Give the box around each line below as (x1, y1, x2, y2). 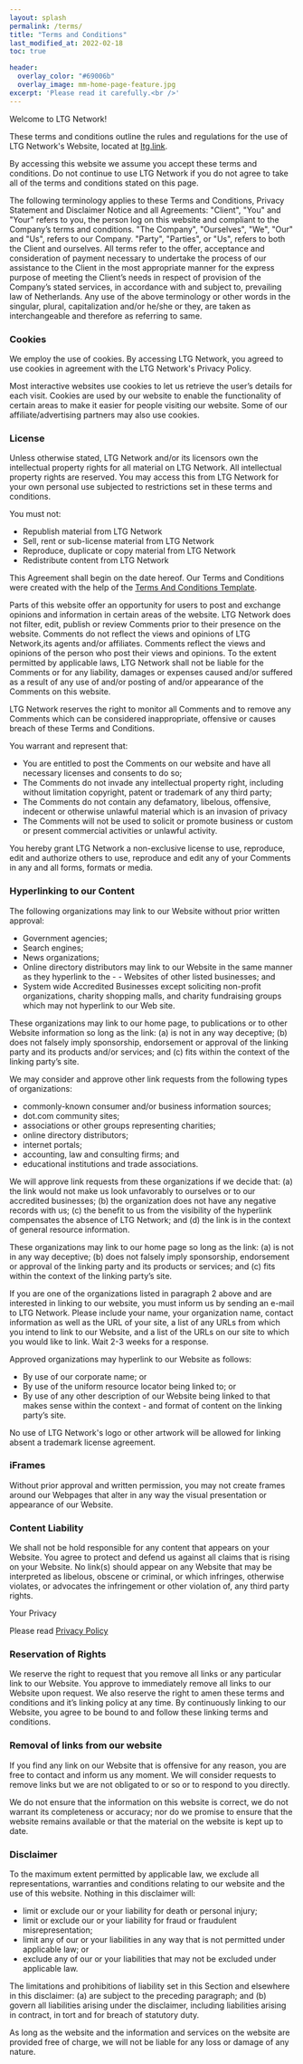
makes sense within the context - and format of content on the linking (22, 1400, 283, 1410)
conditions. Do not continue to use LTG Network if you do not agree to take (9, 167, 289, 178)
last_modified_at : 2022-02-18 (9, 38, 124, 48)
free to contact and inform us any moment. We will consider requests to (9, 1769, 277, 1780)
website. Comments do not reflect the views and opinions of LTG (9, 628, 251, 639)
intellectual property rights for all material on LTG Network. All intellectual (9, 463, 282, 473)
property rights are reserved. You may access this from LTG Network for (9, 472, 279, 483)
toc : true (9, 47, 47, 56)
